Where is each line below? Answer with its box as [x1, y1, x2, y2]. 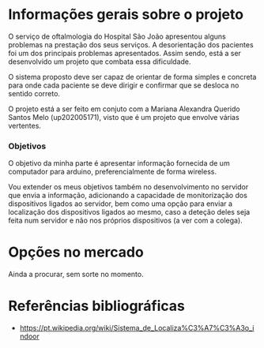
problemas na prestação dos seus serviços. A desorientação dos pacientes [8, 39, 255, 49]
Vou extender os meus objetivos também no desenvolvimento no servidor [8, 182, 249, 192]
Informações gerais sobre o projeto [8, 6, 243, 24]
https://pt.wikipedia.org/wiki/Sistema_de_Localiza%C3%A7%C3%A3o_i [19, 324, 255, 333]
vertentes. [8, 121, 42, 130]
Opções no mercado [8, 243, 144, 261]
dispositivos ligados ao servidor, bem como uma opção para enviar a [8, 199, 233, 208]
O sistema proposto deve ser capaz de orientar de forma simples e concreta [8, 72, 257, 81]
